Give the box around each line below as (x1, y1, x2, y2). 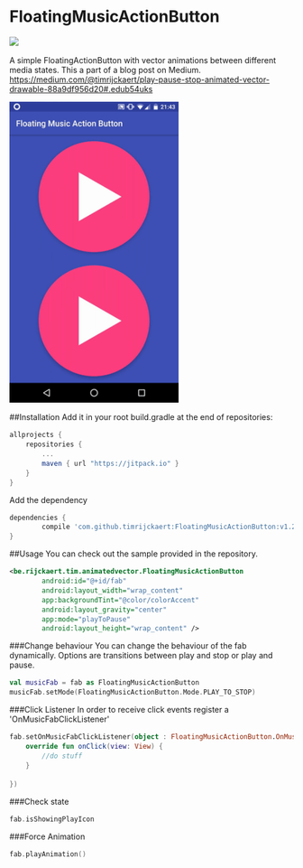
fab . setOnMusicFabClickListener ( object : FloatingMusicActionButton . (9, 733, 277, 742)
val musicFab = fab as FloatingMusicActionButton (9, 678, 200, 687)
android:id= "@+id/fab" (41, 576, 127, 586)
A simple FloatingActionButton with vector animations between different (9, 54, 277, 65)
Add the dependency (9, 494, 88, 505)
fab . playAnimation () (9, 850, 87, 859)
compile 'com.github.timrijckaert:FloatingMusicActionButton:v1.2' (41, 522, 300, 532)
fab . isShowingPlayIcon (9, 815, 95, 824)
